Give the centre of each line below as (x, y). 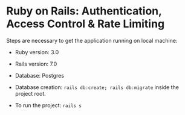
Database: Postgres (40, 75)
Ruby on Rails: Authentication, (84, 11)
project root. (31, 93)
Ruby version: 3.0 (37, 52)
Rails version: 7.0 (36, 64)
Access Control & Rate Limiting (86, 24)
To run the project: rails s (48, 105)
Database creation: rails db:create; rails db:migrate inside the (97, 87)
